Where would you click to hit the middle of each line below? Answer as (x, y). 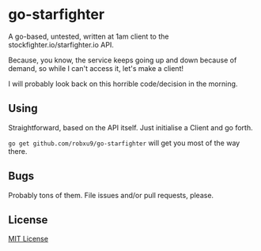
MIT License (28, 239)
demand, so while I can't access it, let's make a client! (96, 68)
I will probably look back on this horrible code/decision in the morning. (123, 84)
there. (18, 151)
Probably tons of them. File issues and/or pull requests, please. (111, 195)
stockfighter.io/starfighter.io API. (61, 44)
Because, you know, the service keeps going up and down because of (123, 60)
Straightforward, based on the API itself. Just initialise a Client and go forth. (130, 127)
